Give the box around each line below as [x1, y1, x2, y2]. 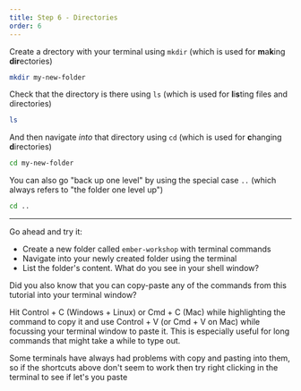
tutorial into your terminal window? [9, 290, 137, 300]
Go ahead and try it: [9, 226, 83, 237]
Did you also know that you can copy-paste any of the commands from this [9, 280, 287, 291]
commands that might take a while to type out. [9, 336, 181, 345]
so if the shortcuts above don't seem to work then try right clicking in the [9, 362, 279, 372]
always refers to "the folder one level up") [9, 184, 164, 195]
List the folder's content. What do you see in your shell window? [21, 263, 260, 273]
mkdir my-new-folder [9, 72, 87, 81]
